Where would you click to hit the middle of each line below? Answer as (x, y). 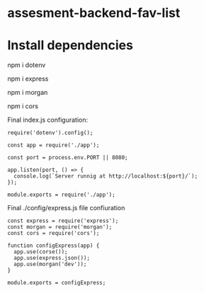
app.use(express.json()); (52, 258)
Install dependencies (70, 46)
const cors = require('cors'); (53, 234)
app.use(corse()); (41, 252)
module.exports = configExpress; (57, 283)
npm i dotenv (27, 65)
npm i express (28, 79)
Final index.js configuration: (48, 120)
